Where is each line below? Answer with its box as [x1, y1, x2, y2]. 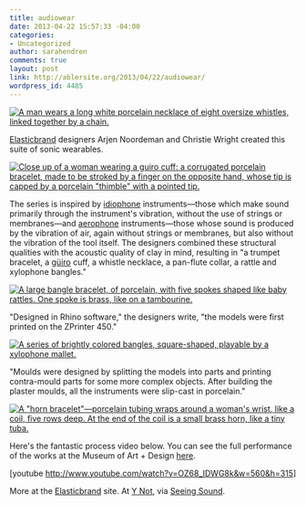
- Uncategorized [9, 38, 71, 48]
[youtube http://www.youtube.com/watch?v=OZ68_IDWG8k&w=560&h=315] [9, 468, 297, 479]
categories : [9, 30, 55, 39]
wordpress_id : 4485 [9, 81, 84, 90]
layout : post [9, 65, 59, 74]
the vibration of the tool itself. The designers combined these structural [9, 237, 277, 247]
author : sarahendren [9, 47, 88, 57]
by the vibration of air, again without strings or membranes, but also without [9, 227, 294, 238]
